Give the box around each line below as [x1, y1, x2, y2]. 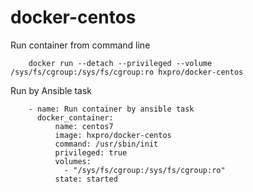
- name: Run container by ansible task [28, 104, 195, 114]
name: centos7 [54, 121, 114, 131]
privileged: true [54, 147, 128, 158]
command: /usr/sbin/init [54, 139, 159, 149]
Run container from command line [10, 39, 151, 51]
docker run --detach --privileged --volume [28, 58, 213, 68]
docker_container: [36, 112, 114, 123]
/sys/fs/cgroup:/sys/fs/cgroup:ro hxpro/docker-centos [10, 67, 244, 77]
